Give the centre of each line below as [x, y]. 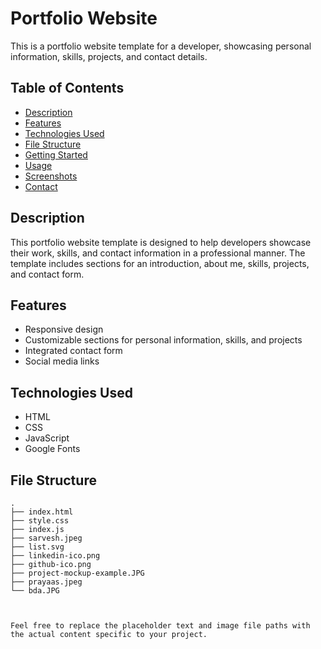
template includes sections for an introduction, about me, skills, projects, [160, 263]
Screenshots [51, 176]
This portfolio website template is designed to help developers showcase [161, 242]
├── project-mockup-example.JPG [77, 573]
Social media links [62, 361]
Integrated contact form [73, 351]
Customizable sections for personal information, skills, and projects [163, 340]
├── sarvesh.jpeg [46, 538]
